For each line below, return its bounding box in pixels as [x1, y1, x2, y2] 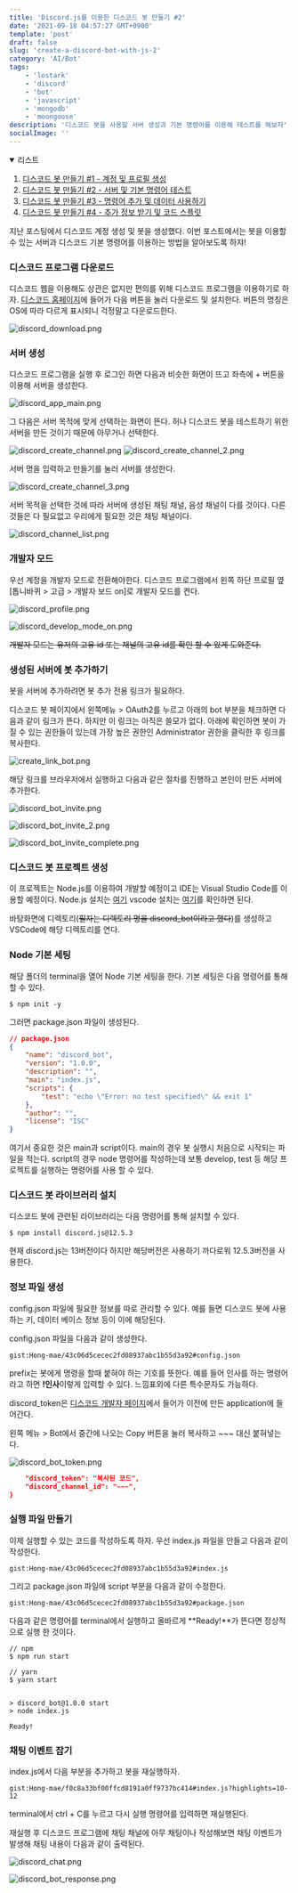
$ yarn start [9, 1675, 58, 1684]
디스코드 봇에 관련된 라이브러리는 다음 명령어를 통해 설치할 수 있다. [9, 1211, 239, 1222]
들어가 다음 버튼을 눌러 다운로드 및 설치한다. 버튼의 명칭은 [89, 295, 289, 305]
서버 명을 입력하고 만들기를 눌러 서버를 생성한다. [9, 464, 176, 475]
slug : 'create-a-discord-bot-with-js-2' [9, 46, 162, 55]
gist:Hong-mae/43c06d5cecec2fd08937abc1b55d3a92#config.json [9, 1351, 241, 1360]
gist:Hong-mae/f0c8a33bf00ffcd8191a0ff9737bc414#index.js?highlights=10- [9, 1783, 289, 1792]
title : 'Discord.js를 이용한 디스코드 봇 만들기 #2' [9, 12, 187, 22]
